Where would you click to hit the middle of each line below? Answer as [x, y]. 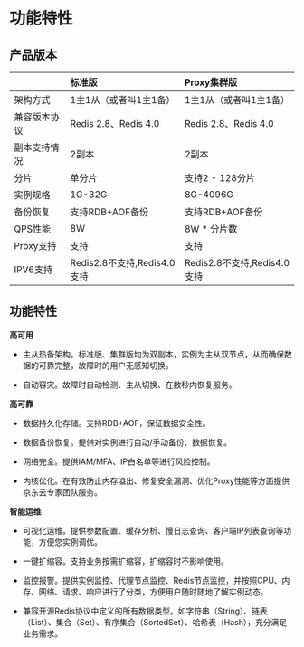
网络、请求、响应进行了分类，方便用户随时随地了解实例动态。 [153, 591]
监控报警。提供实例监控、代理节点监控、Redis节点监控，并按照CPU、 [152, 580]
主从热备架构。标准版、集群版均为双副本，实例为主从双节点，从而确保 [153, 354]
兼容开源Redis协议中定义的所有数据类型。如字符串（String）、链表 [145, 611]
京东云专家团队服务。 [62, 492]
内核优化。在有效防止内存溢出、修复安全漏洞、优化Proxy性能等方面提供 [156, 480]
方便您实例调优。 [70, 542]
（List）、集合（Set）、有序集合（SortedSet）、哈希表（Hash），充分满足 [155, 622]
